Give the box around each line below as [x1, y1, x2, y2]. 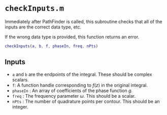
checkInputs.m [5, 4, 64, 13]
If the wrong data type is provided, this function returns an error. [5, 34, 140, 40]
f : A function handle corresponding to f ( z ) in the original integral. [12, 82, 148, 88]
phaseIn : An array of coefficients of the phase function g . [12, 88, 133, 94]
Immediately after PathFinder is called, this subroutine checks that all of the [5, 18, 162, 24]
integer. [12, 103, 28, 110]
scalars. [12, 76, 29, 82]
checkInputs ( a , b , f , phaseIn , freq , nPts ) [5, 43, 98, 49]
